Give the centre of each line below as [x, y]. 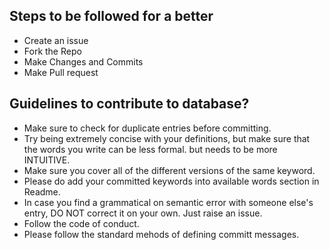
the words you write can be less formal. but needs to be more [150, 149]
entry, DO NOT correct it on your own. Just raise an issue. [143, 213]
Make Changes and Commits [83, 61]
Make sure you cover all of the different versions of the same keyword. [169, 170]
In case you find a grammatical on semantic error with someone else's [168, 202]
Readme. [42, 191]
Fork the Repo [52, 51]
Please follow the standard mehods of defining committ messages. [161, 234]
